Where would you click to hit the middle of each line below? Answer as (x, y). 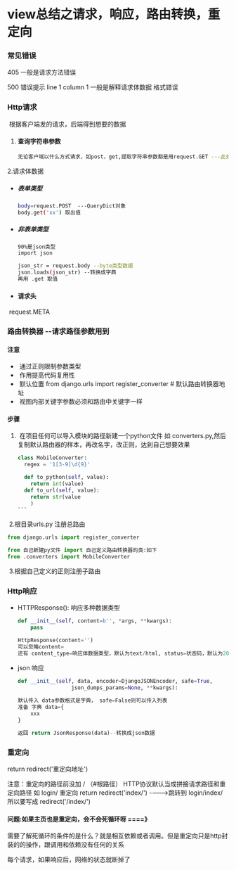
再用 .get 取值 (38, 279)
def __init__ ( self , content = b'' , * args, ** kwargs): (94, 621)
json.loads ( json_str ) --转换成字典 (67, 273)
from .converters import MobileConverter (69, 557)
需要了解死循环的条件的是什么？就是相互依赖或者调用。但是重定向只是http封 (118, 836)
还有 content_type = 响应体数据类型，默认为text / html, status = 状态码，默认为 (120, 653)
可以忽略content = (41, 647)
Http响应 (22, 591)
